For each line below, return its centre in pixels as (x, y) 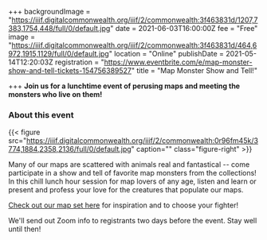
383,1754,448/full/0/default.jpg (59, 28)
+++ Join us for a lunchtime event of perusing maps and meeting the (124, 86)
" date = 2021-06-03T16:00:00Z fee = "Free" (184, 28)
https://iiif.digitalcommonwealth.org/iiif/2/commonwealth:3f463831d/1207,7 (135, 20)
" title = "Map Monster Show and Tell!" (194, 70)
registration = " (80, 62)
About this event (41, 114)
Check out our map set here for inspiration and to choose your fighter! (124, 205)
